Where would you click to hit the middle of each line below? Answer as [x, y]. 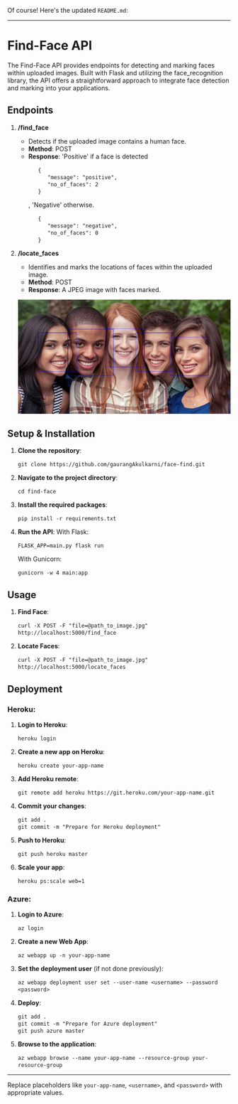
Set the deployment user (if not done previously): [91, 969]
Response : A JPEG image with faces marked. [95, 289]
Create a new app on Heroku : [61, 751]
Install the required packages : [62, 505]
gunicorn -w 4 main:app [53, 573]
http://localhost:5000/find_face [67, 633]
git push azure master [51, 1031]
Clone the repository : [50, 451]
